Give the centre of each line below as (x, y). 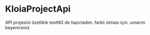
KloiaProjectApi (38, 9)
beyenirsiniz (18, 27)
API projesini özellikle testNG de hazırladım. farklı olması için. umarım (75, 22)
